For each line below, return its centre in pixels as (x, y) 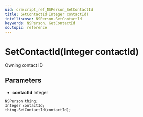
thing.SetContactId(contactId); (38, 110)
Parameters (23, 81)
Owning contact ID (24, 65)
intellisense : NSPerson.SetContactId (44, 19)
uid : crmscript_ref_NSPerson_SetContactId (49, 10)
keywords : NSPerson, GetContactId (40, 23)
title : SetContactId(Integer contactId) (47, 14)
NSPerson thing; (22, 101)
